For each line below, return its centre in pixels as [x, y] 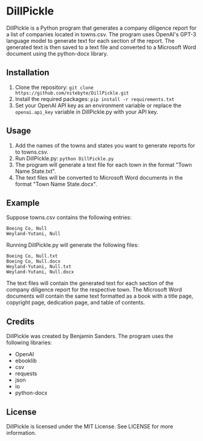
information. [21, 433]
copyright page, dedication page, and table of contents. [76, 302]
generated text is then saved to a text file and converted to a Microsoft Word [101, 47]
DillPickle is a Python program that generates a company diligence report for [101, 28]
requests [26, 374]
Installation [28, 73]
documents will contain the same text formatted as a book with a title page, [100, 296]
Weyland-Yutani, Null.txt [39, 267]
